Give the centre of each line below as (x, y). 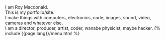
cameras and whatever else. (34, 23)
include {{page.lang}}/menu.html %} (42, 33)
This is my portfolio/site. (30, 12)
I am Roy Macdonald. (27, 7)
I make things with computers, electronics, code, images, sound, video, (78, 18)
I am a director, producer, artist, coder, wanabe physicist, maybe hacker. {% (83, 28)
